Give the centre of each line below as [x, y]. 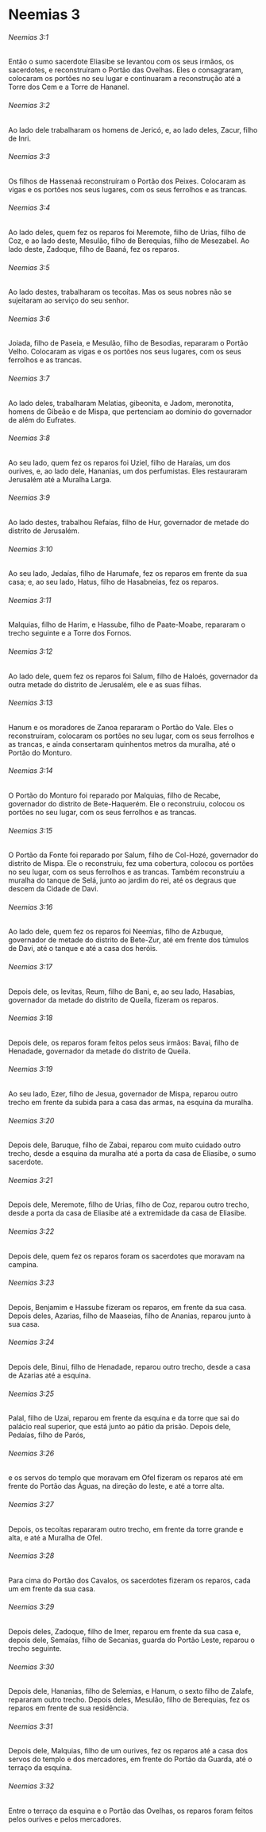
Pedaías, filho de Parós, [47, 1435]
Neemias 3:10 [31, 549]
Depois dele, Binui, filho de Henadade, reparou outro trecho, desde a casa [130, 1367]
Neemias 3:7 [29, 378]
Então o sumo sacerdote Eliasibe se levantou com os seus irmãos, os [121, 62]
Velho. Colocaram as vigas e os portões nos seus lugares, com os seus [125, 352]
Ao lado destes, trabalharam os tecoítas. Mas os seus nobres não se [120, 292]
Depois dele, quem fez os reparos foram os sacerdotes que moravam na [127, 1256]
